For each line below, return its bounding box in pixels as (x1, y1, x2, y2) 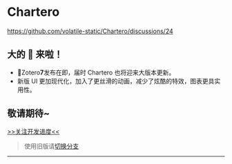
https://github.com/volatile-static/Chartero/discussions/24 (7, 27, 174, 35)
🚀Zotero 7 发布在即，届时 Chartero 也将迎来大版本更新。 (17, 68, 175, 76)
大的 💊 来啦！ (7, 49, 64, 61)
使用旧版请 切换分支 (23, 142, 79, 150)
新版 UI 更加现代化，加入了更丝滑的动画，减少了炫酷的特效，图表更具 (17, 76, 215, 85)
